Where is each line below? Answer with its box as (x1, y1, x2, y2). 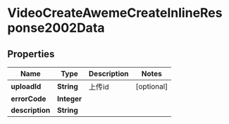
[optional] (135, 82, 168, 91)
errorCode (11, 94, 47, 104)
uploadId (11, 82, 42, 91)
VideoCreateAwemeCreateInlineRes (7, 5, 223, 21)
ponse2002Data (7, 20, 105, 36)
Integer (56, 94, 82, 104)
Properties (7, 48, 55, 60)
